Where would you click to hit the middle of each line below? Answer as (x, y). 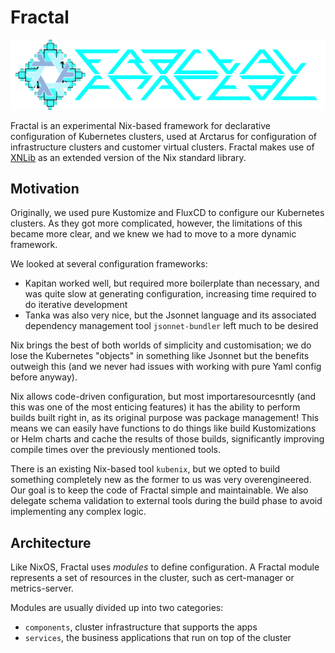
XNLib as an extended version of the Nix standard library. (128, 157)
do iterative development (76, 305)
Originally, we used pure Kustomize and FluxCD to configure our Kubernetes (167, 213)
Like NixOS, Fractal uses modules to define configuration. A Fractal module (165, 567)
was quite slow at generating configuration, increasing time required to (170, 294)
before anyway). (44, 377)
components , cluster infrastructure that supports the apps (141, 627)
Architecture (51, 542)
